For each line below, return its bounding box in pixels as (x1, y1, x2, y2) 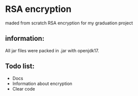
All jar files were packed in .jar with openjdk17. (5, 47, 99, 53)
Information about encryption (12, 81, 72, 87)
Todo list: (5, 62, 35, 71)
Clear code (12, 86, 35, 92)
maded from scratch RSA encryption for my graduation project (5, 20, 133, 26)
